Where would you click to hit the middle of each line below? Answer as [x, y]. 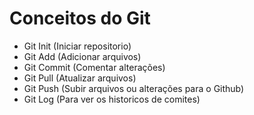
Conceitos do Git [80, 18]
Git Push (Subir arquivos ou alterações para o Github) [134, 88]
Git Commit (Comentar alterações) [94, 67]
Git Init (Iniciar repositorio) [77, 46]
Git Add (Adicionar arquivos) [82, 56]
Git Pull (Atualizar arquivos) [80, 78]
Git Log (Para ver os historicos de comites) [112, 99]
